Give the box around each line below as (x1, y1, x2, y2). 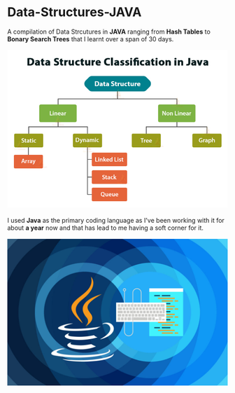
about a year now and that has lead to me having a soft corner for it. (7, 223, 204, 232)
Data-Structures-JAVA (7, 4, 142, 20)
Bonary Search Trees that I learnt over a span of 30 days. (7, 34, 174, 43)
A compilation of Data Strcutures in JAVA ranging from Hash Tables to (7, 27, 211, 36)
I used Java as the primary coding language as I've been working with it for (7, 216, 225, 224)
